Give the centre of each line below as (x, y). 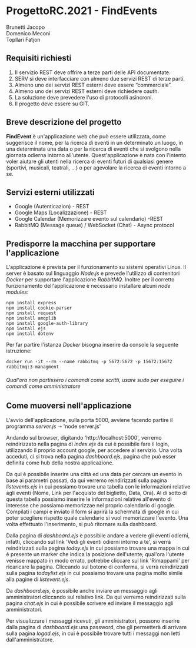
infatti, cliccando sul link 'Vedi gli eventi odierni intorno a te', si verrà (89, 541)
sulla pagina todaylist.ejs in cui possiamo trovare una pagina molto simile (94, 573)
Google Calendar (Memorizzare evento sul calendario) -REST (89, 219)
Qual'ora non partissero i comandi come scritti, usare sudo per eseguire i (95, 380)
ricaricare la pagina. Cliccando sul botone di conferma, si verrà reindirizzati (97, 567)
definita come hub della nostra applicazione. (60, 463)
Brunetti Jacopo (26, 27)
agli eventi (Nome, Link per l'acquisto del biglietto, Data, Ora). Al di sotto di (97, 493)
